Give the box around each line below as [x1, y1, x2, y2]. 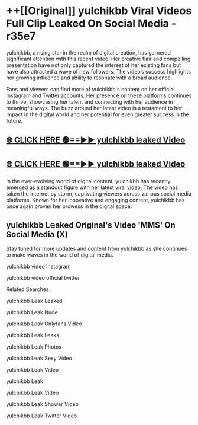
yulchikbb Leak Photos [6, 343, 62, 350]
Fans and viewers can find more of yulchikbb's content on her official [6, 85, 175, 92]
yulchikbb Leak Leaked [6, 297, 63, 304]
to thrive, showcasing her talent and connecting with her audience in [6, 98, 173, 105]
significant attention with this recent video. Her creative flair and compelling [6, 55, 191, 62]
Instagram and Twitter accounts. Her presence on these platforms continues [6, 92, 192, 99]
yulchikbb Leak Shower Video [6, 400, 79, 407]
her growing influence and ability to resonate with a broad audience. [6, 74, 173, 81]
